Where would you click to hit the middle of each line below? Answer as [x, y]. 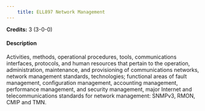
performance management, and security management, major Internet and [99, 89]
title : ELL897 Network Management [61, 12]
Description [22, 43]
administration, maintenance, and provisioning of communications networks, [103, 70]
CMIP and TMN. [27, 102]
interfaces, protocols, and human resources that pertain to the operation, [98, 63]
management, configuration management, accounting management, [92, 82]
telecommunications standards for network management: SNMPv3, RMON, [101, 96]
